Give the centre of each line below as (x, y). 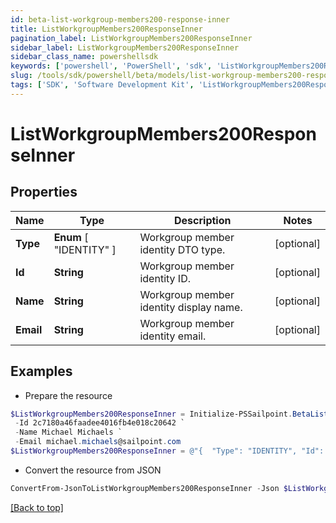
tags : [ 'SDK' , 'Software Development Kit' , (102, 85)
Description (203, 220)
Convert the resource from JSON (93, 470)
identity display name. (191, 307)
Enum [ (71, 237)
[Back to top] (37, 507)
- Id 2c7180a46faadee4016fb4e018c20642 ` (100, 423)
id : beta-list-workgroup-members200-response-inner (120, 19)
